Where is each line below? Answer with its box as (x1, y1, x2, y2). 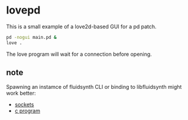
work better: (6, 89, 36, 96)
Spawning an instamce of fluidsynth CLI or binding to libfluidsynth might (6, 83, 182, 90)
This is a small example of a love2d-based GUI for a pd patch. (6, 23, 157, 30)
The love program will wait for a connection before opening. (6, 51, 152, 58)
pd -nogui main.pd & (6, 34, 57, 40)
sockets (14, 101, 34, 108)
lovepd (6, 4, 41, 17)
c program (14, 107, 40, 114)
